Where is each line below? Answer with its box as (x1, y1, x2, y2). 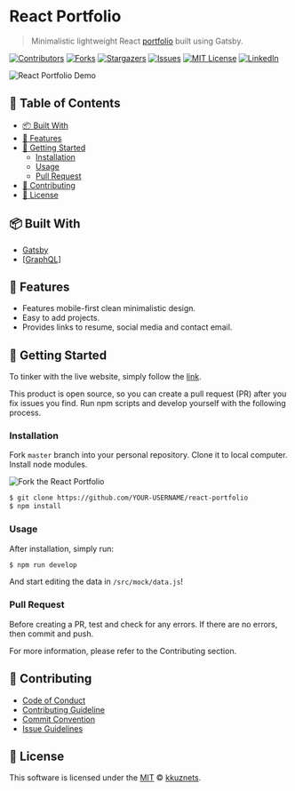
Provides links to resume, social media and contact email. (21, 322, 233, 332)
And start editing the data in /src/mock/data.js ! (9, 576, 184, 587)
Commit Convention (21, 714, 96, 724)
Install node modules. (9, 459, 88, 470)
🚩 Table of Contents (9, 96, 121, 111)
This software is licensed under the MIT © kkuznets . (9, 772, 202, 783)
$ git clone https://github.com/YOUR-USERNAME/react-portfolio (9, 493, 249, 503)
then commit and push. (9, 628, 94, 639)
